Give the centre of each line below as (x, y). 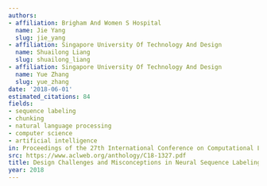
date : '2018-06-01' (41, 89)
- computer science (41, 133)
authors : (23, 15)
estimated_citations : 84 (49, 97)
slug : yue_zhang (42, 82)
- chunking (26, 119)
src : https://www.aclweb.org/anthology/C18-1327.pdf (97, 155)
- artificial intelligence (53, 140)
